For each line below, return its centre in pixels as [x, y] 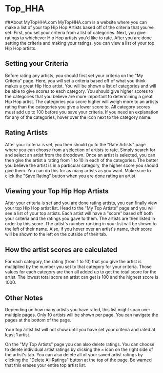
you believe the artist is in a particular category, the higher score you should [81, 165]
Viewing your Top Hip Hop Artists [57, 191]
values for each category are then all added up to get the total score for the [81, 272]
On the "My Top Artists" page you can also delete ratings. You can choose [80, 344]
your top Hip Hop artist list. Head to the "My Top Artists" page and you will [80, 208]
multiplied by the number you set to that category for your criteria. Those [79, 267]
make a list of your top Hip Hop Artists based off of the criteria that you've [80, 27]
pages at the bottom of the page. [38, 320]
